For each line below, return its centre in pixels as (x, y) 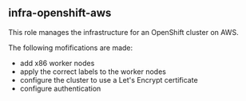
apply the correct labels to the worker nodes (93, 72)
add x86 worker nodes (57, 63)
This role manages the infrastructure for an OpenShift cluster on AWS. (123, 32)
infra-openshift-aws (60, 13)
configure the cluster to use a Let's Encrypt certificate (109, 80)
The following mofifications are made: (71, 48)
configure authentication (60, 88)
